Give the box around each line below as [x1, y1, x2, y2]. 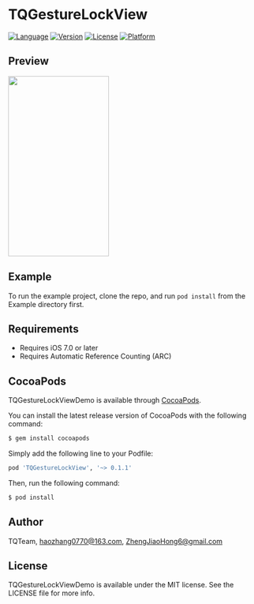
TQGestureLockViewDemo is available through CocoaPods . [8, 396, 202, 405]
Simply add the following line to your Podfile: [8, 448, 154, 459]
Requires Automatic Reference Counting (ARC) [19, 351, 172, 361]
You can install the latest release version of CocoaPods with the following [8, 411, 247, 420]
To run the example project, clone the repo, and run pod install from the [8, 291, 246, 301]
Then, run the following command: [8, 478, 120, 487]
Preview [8, 54, 50, 68]
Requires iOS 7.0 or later [19, 343, 99, 353]
